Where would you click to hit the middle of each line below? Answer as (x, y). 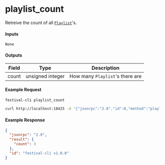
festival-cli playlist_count (35, 100)
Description (106, 68)
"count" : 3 (25, 144)
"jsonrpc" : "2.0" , (28, 135)
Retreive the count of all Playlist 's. (41, 23)
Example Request (23, 89)
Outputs (14, 55)
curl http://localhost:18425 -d (38, 109)
